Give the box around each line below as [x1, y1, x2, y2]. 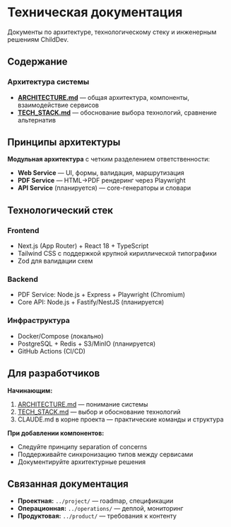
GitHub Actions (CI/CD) [17, 346, 86, 355]
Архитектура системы [7, 77, 90, 87]
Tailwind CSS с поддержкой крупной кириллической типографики [17, 249, 217, 258]
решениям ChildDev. [7, 35, 69, 43]
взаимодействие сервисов [17, 101, 100, 109]
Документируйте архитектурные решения [17, 458, 146, 466]
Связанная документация [7, 477, 129, 489]
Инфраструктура [7, 316, 71, 326]
